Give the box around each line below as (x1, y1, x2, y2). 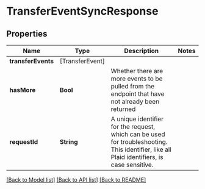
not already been (110, 98, 160, 105)
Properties (6, 29, 48, 39)
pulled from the (110, 82, 155, 90)
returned (110, 105, 136, 113)
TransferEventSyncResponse (6, 4, 159, 18)
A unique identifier (110, 115, 164, 123)
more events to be (110, 74, 163, 83)
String (59, 138, 78, 146)
